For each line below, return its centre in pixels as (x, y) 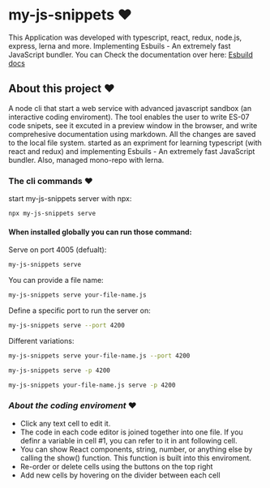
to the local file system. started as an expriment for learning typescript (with (135, 143)
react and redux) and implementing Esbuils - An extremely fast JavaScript (132, 151)
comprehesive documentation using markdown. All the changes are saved (132, 134)
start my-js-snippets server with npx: (70, 199)
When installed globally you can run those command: (100, 232)
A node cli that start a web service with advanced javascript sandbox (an (130, 108)
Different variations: (41, 340)
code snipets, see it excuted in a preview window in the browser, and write (133, 125)
